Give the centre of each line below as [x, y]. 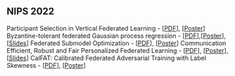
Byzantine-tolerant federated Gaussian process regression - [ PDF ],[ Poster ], [116, 36]
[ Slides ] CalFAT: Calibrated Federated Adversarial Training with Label [107, 58]
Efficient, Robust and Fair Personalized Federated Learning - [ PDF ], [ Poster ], [118, 50]
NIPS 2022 [31, 12]
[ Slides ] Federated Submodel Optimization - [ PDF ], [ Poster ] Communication [116, 43]
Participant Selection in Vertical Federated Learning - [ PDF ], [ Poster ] [106, 28]
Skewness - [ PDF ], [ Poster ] [46, 65]
